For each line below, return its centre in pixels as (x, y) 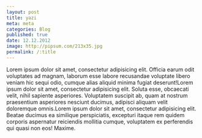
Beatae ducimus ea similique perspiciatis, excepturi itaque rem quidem (95, 115)
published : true (27, 35)
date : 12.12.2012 (28, 40)
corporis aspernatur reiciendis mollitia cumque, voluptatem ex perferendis (100, 121)
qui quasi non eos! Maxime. (41, 128)
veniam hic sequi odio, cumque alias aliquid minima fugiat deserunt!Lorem (100, 82)
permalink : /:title (31, 52)
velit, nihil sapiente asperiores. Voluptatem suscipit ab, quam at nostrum (97, 95)
